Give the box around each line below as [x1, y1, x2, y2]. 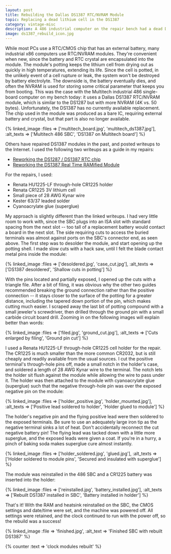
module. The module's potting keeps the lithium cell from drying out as [5, 62, 154, 67]
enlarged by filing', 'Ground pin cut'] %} [5, 335, 89, 341]
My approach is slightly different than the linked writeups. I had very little [5, 213, 158, 219]
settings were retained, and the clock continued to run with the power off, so [5, 513, 166, 519]
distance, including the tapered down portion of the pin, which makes [5, 298, 151, 304]
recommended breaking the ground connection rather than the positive [5, 287, 154, 293]
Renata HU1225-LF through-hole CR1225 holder [12, 182, 113, 187]
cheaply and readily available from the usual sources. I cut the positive [5, 356, 153, 362]
